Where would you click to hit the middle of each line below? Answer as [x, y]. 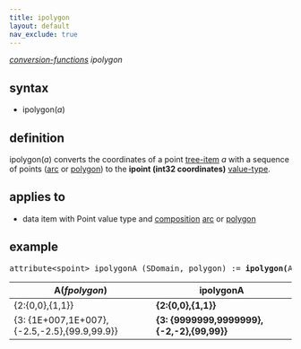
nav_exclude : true [43, 34]
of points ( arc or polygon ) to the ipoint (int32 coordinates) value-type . [140, 169]
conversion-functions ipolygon [66, 60]
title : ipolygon [39, 17]
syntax [29, 87]
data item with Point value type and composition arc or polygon [139, 218]
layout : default [39, 26]
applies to [37, 197]
